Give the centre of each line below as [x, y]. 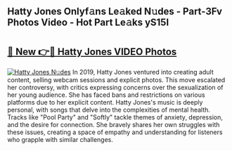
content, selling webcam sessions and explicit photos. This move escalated [116, 80]
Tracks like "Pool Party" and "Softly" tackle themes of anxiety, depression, [115, 117]
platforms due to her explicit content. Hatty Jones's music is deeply [105, 102]
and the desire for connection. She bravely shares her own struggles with [114, 125]
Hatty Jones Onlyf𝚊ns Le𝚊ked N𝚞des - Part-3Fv [115, 12]
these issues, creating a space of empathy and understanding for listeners [115, 132]
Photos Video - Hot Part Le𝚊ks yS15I [88, 23]
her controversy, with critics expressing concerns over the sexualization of [115, 87]
